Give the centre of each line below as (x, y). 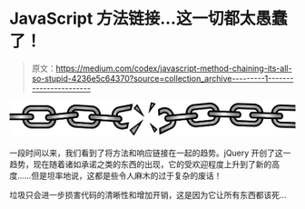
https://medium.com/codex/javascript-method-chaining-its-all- (174, 68)
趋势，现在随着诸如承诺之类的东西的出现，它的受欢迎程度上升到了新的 (141, 164)
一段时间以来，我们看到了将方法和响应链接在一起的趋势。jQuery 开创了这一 (150, 153)
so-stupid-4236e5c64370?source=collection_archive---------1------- (162, 78)
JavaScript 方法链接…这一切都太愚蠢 (148, 19)
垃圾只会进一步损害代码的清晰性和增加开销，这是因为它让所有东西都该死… (148, 195)
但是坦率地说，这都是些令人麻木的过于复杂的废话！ (127, 176)
